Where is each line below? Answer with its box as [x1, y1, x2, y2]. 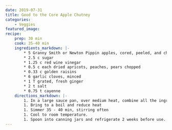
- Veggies [14, 21, 36, 27]
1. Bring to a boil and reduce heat [24, 103, 102, 108]
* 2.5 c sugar [24, 55, 54, 60]
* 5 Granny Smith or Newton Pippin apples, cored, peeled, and [24, 50, 161, 55]
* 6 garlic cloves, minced [24, 74, 81, 79]
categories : [5, 17, 31, 22]
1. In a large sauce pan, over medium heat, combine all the [24, 98, 157, 103]
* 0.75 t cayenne [24, 88, 60, 94]
